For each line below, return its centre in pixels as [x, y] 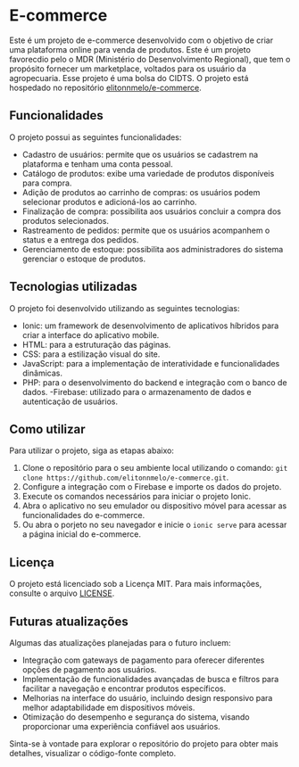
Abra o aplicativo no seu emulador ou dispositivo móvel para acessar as [154, 506]
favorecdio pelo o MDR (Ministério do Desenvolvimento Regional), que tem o [150, 59]
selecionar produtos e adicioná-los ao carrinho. [109, 202]
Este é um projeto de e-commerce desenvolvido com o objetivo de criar [141, 40]
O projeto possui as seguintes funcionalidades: [96, 137]
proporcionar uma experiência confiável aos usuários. [121, 726]
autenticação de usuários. [70, 401]
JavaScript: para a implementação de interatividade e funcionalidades [151, 363]
